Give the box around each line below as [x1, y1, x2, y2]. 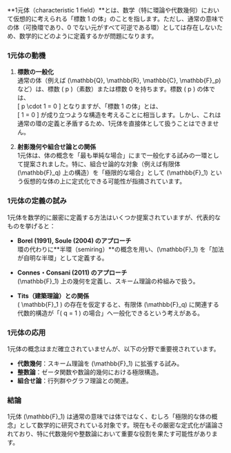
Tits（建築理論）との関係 [17, 292, 90, 300]
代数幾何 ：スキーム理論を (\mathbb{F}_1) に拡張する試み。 [17, 359, 183, 368]
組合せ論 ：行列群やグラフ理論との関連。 [17, 376, 132, 385]
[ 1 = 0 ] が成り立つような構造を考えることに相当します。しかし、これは [17, 111, 221, 119]
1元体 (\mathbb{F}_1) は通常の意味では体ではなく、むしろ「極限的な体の [7, 412, 212, 421]
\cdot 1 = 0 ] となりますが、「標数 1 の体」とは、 [26, 102, 162, 110]
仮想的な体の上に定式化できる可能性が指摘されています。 [23, 177, 186, 185]
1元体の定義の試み [7, 196, 67, 205]
